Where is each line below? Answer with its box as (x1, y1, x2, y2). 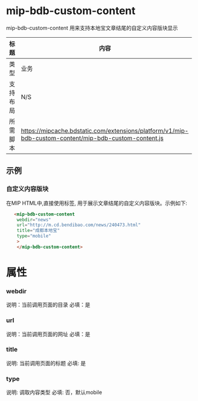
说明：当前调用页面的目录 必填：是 (6, 301, 90, 309)
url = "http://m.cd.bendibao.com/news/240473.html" (16, 222, 141, 228)
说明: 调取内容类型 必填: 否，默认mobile (6, 389, 103, 396)
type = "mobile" (16, 233, 51, 239)
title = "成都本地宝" (16, 228, 60, 234)
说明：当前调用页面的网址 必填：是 (6, 330, 90, 337)
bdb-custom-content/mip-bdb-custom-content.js (21, 134, 164, 142)
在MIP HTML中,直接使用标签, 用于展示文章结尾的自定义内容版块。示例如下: (6, 199, 187, 207)
